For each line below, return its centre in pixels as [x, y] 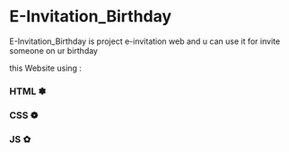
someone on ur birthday [54, 50]
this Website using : [46, 68]
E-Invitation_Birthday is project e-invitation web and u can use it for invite [145, 41]
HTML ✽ [28, 91]
